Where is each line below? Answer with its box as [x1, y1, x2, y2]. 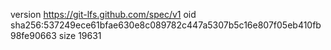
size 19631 [58, 30, 102, 41]
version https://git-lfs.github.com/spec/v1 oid [10, 9, 197, 20]
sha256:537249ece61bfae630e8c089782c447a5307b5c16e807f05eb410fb [10, 19, 322, 31]
